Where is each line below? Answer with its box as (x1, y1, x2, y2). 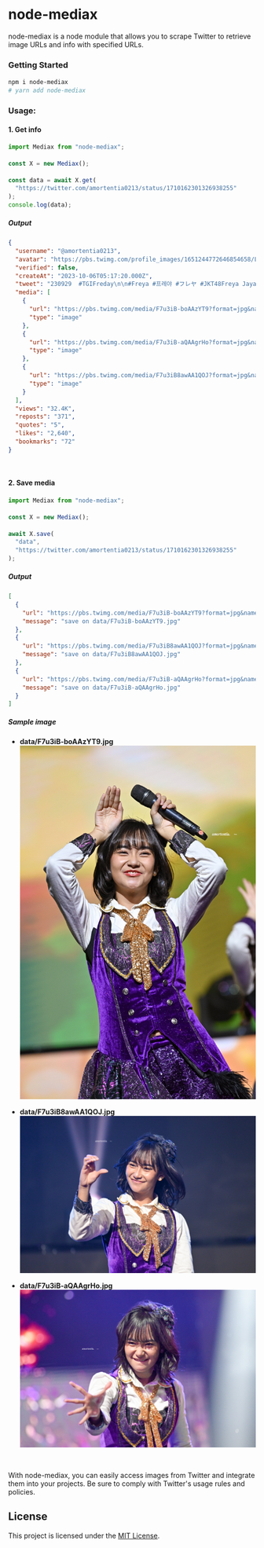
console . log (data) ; (8, 201, 72, 209)
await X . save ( (8, 530, 55, 537)
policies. (8, 1487, 35, 1496)
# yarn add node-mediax (8, 86, 86, 95)
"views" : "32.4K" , (15, 405, 76, 413)
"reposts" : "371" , (15, 413, 76, 421)
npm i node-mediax (8, 79, 68, 86)
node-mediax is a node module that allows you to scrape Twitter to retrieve (8, 31, 251, 41)
